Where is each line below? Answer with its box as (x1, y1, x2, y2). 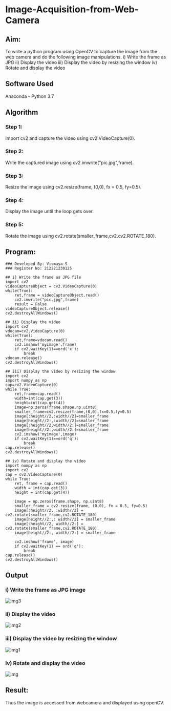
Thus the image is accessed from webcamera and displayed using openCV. (5, 699, 165, 705)
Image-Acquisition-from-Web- (5, 4, 139, 15)
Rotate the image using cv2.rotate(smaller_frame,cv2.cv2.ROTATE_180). (5, 233, 156, 239)
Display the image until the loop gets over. (5, 208, 94, 215)
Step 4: (5, 197, 24, 204)
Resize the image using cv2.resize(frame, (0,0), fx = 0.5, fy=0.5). (5, 184, 142, 190)
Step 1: (5, 123, 23, 131)
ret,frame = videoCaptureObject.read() (14, 292, 100, 298)
